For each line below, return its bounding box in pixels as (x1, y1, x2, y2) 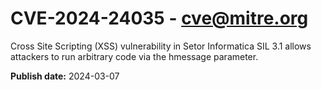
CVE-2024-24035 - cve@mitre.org (10, 7, 309, 30)
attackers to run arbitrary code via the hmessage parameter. (10, 50, 259, 62)
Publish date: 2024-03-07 (10, 70, 120, 82)
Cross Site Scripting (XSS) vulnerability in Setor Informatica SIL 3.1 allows (10, 40, 312, 52)
